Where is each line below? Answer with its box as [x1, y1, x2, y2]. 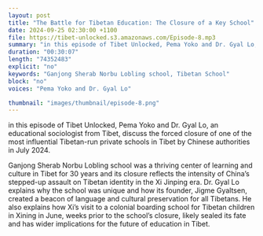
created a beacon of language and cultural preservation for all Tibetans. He [8, 194, 252, 204]
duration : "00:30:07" [8, 48, 79, 56]
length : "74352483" [8, 56, 72, 64]
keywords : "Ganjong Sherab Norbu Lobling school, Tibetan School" [8, 70, 230, 78]
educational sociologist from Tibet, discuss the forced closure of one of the [8, 129, 253, 138]
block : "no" [8, 77, 47, 85]
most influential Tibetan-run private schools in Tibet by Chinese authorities [8, 137, 250, 146]
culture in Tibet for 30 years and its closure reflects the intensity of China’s [8, 169, 250, 179]
